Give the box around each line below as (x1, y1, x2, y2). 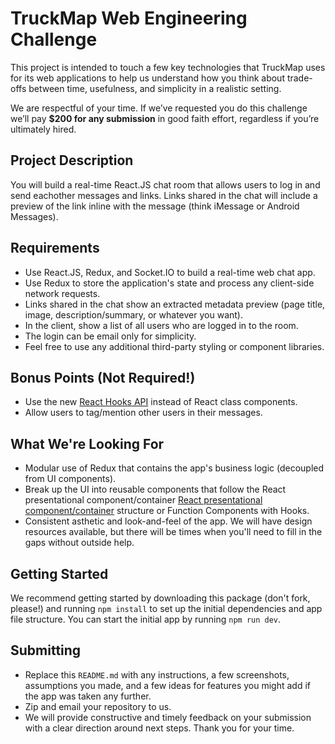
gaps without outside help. (24, 537, 135, 549)
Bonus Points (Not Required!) (10, 369, 196, 386)
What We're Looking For (10, 435, 165, 452)
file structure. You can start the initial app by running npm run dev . (10, 613, 282, 625)
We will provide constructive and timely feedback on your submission (24, 711, 312, 723)
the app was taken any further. (24, 690, 152, 702)
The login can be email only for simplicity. (24, 330, 197, 342)
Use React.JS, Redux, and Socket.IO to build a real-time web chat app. (24, 266, 316, 278)
